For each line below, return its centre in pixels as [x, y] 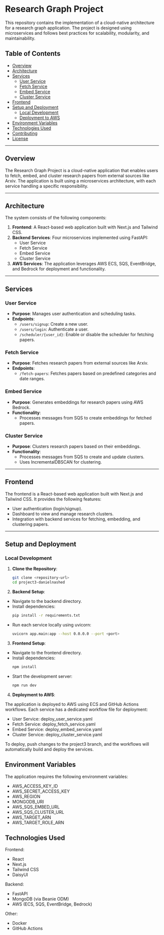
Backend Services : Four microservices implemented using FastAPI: [80, 238]
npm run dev [24, 685]
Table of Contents [33, 54]
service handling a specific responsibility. [47, 186]
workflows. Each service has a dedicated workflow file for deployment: [76, 709]
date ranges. [32, 379]
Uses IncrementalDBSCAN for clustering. [61, 462]
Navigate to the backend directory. [47, 601]
